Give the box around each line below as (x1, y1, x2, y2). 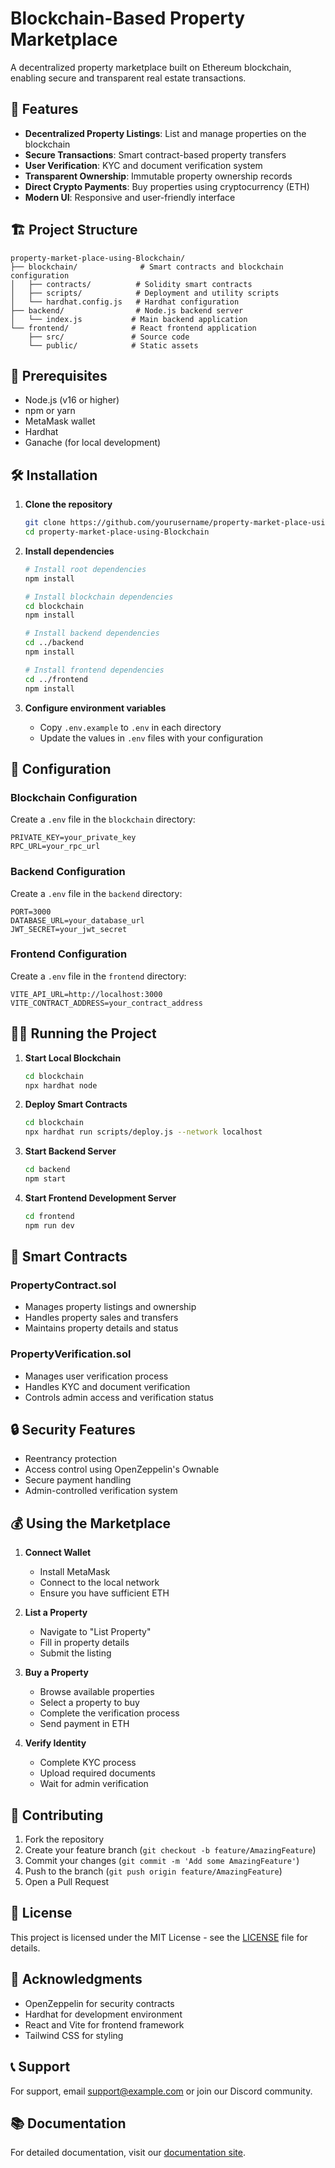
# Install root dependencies (24, 564, 147, 574)
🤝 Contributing (10, 1807, 104, 1824)
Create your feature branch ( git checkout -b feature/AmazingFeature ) (24, 1844, 317, 1856)
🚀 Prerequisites (10, 367, 108, 384)
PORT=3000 (10, 907, 52, 917)
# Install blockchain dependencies (24, 592, 174, 602)
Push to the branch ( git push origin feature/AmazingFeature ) (24, 1865, 283, 1877)
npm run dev (24, 1220, 75, 1231)
